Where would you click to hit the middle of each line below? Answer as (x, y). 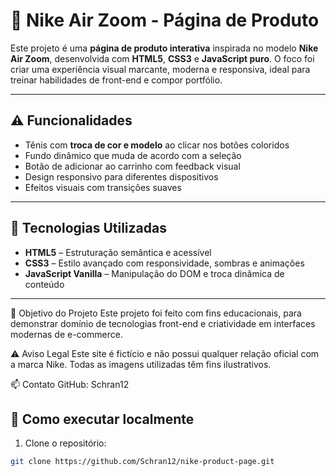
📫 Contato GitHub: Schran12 (70, 384)
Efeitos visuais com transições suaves (103, 187)
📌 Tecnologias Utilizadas (88, 228)
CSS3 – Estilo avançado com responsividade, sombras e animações (164, 263)
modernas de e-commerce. (66, 334)
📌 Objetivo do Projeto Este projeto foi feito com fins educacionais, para (156, 313)
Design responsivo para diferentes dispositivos (121, 176)
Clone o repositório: (65, 443)
